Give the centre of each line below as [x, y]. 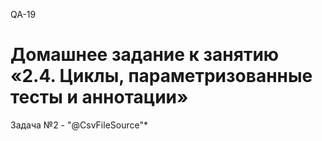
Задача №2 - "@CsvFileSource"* [79, 125]
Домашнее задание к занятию [145, 55]
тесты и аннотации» [99, 97]
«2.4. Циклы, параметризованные [161, 76]
